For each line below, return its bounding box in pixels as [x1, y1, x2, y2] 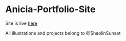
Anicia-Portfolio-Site [5, 4, 96, 15]
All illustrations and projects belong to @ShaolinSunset [5, 30, 121, 36]
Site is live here [5, 20, 37, 26]
